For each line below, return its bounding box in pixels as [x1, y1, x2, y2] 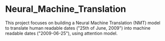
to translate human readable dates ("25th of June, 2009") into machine [5, 25, 151, 31]
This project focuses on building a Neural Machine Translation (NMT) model [5, 20, 161, 26]
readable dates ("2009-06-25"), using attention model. [5, 30, 118, 36]
